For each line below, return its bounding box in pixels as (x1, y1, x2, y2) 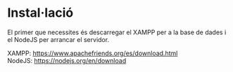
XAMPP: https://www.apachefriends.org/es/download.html (7, 49, 178, 57)
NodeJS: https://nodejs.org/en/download (7, 56, 127, 64)
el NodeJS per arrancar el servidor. (7, 35, 110, 43)
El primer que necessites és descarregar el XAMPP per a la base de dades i (7, 28, 227, 36)
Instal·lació (7, 5, 74, 21)
